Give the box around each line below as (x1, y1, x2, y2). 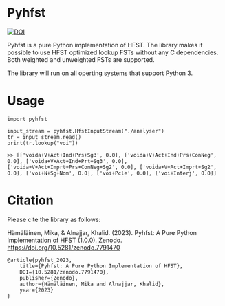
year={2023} (19, 287, 54, 294)
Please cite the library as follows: (7, 215, 101, 223)
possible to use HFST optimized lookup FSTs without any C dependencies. (7, 48, 219, 56)
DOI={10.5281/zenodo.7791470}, (19, 268, 109, 276)
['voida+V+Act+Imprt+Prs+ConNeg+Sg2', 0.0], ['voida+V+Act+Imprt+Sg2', (7, 164, 217, 171)
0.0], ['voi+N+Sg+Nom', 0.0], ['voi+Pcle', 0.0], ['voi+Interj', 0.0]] (7, 170, 217, 177)
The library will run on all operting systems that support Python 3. (7, 69, 193, 77)
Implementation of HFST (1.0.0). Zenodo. (7, 236, 122, 244)
